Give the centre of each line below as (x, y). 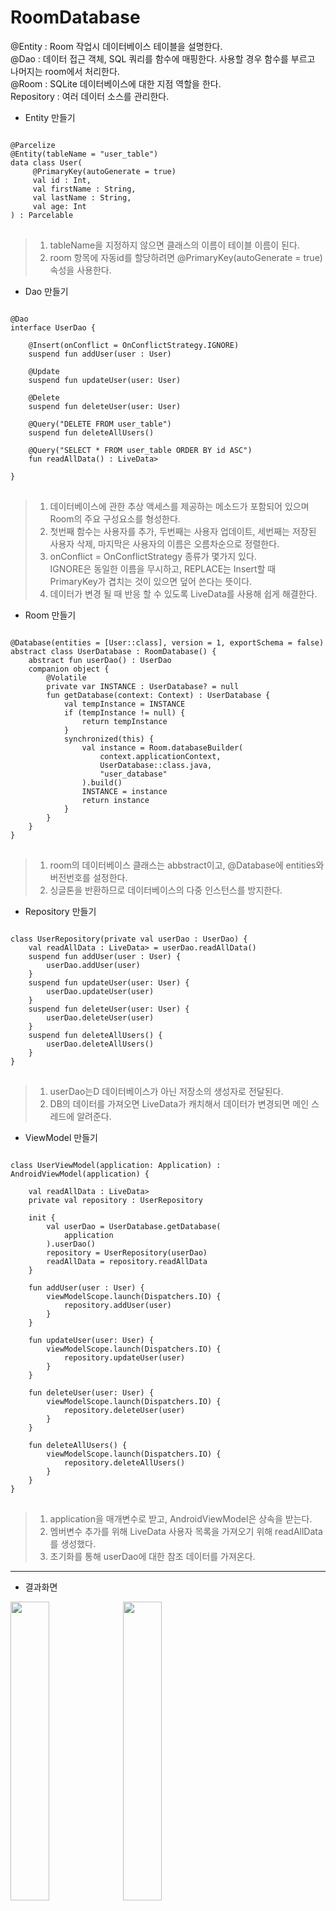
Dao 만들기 (46, 291)
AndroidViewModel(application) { (80, 1174)
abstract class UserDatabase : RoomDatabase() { (113, 651)
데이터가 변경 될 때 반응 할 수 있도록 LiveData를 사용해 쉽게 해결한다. (183, 593)
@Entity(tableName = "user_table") (84, 154)
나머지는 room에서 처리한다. (65, 71)
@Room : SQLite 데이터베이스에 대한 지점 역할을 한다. (116, 83)
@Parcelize (33, 145)
